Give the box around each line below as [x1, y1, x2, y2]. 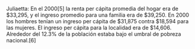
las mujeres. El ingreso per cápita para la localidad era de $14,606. [6, 24, 172, 31]
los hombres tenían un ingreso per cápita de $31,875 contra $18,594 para [6, 18, 189, 24]
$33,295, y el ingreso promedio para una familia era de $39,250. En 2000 [6, 11, 190, 19]
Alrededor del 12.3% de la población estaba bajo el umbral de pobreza [6, 30, 181, 38]
